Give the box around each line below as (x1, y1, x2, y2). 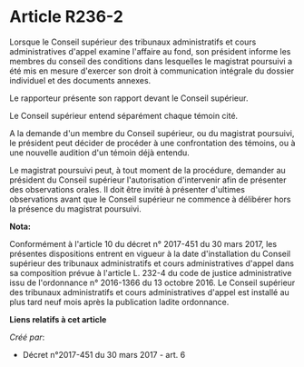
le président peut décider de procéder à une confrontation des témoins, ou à (9, 137, 296, 148)
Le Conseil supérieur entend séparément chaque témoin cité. (9, 110, 239, 121)
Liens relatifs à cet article (9, 313, 107, 324)
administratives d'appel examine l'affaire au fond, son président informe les (9, 45, 291, 56)
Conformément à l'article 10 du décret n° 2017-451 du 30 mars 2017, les (9, 238, 278, 249)
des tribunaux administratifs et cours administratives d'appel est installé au (9, 286, 290, 297)
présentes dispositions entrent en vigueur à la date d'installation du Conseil (9, 248, 291, 259)
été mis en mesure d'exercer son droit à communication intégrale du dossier (9, 65, 295, 76)
